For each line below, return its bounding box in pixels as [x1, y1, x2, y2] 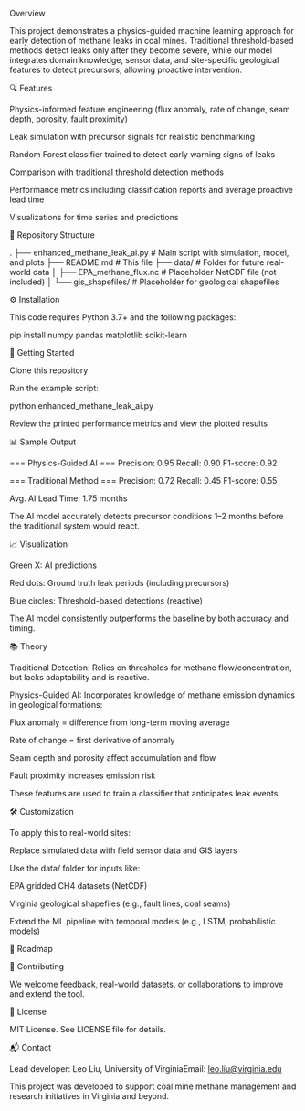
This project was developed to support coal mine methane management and [9, 1081, 297, 1092]
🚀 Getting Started [9, 347, 75, 358]
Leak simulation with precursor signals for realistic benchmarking [9, 132, 256, 142]
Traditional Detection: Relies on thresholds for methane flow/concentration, [9, 662, 292, 673]
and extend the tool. [9, 988, 85, 999]
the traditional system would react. [9, 520, 140, 531]
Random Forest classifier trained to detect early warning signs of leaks [9, 149, 276, 159]
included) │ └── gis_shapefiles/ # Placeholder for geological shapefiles [9, 276, 280, 287]
